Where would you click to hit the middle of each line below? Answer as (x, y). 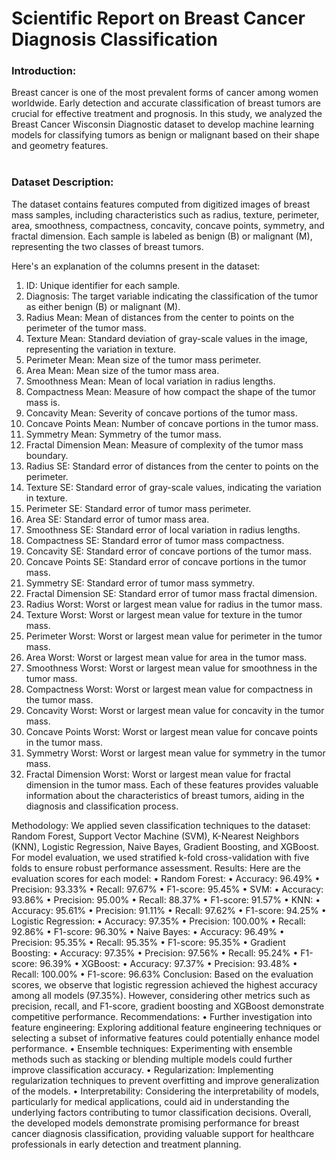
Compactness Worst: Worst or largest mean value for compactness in (169, 689)
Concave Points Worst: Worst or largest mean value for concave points (171, 731)
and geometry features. (60, 146)
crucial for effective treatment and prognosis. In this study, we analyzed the (167, 114)
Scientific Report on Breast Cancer (158, 18)
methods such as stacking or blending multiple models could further (152, 1059)
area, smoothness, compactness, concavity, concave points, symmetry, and (168, 225)
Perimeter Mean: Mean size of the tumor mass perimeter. (143, 359)
